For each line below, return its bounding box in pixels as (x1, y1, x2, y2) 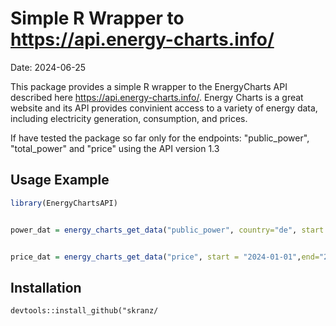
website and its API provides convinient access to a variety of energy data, (10, 102, 318, 114)
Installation (10, 279, 82, 296)
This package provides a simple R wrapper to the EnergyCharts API (10, 80, 288, 92)
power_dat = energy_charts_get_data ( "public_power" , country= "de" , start (10, 225, 325, 235)
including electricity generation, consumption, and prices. (10, 112, 248, 124)
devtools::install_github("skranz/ (10, 306, 159, 316)
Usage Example (10, 172, 110, 189)
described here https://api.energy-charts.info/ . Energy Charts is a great (10, 91, 304, 103)
